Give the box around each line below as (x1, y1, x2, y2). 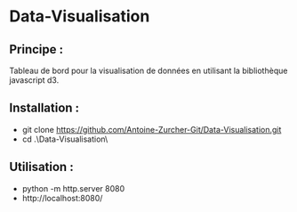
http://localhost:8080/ (21, 192, 103, 203)
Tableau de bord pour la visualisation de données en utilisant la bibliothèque (9, 65, 288, 76)
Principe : (9, 42, 64, 57)
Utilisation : (9, 159, 74, 175)
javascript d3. (9, 75, 60, 86)
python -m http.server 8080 (21, 183, 125, 193)
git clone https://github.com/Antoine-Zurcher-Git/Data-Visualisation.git (21, 124, 282, 135)
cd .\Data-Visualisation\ (21, 134, 108, 144)
